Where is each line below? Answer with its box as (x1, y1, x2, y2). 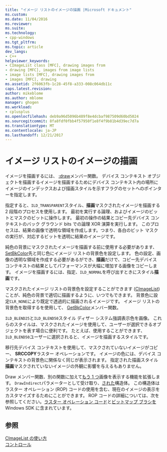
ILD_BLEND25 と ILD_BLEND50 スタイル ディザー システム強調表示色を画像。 (5, 315, 152, 321)
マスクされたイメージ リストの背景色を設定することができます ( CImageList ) (5, 286, 160, 292)
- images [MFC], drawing (5, 77, 57, 82)
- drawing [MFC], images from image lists (5, 68, 94, 73)
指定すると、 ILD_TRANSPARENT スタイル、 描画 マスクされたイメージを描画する (5, 203, 161, 209)
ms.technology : (5, 30, 37, 35)
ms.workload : (5, 105, 32, 110)
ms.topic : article (5, 44, 43, 49)
